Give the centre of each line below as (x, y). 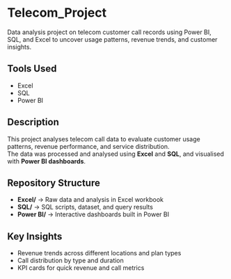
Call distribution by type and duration (70, 261)
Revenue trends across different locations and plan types (99, 253)
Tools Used (32, 69)
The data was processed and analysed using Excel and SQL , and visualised (116, 154)
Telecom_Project (57, 13)
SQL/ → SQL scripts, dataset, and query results (85, 207)
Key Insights (35, 236)
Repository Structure (54, 183)
